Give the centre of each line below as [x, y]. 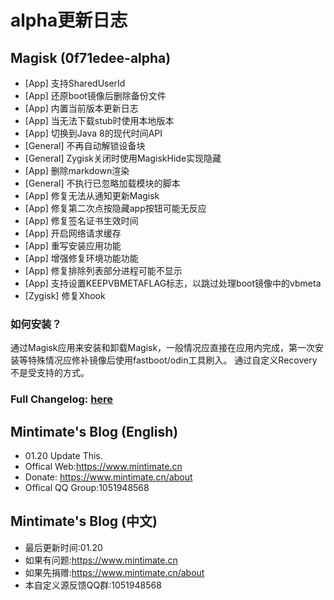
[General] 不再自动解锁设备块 [85, 145]
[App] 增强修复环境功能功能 [81, 258]
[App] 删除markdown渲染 [77, 170]
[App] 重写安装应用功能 [73, 245]
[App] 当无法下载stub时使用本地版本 [99, 120]
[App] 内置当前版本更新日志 [81, 108]
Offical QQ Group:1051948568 [87, 488]
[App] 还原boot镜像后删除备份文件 [95, 95]
